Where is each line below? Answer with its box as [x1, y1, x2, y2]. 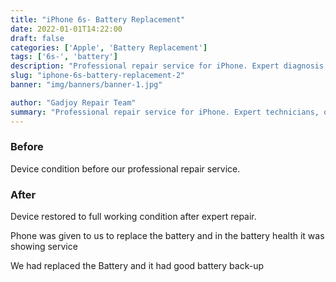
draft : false [10, 33, 65, 43]
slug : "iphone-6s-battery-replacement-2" [10, 71, 186, 81]
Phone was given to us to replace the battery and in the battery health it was [10, 230, 325, 242]
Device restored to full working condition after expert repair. [10, 211, 257, 223]
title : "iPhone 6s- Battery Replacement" [10, 14, 186, 25]
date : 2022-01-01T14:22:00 [10, 24, 123, 34]
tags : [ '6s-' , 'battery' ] [10, 52, 118, 62]
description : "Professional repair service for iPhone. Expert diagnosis [10, 61, 325, 71]
